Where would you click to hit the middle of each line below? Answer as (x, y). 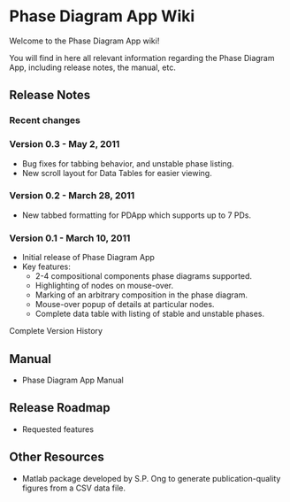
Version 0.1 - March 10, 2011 (70, 238)
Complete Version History (56, 331)
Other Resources (57, 457)
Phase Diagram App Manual (72, 380)
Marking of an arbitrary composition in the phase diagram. (141, 295)
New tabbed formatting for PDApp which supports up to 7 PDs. (137, 215)
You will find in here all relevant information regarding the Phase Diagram (142, 58)
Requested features (58, 429)
